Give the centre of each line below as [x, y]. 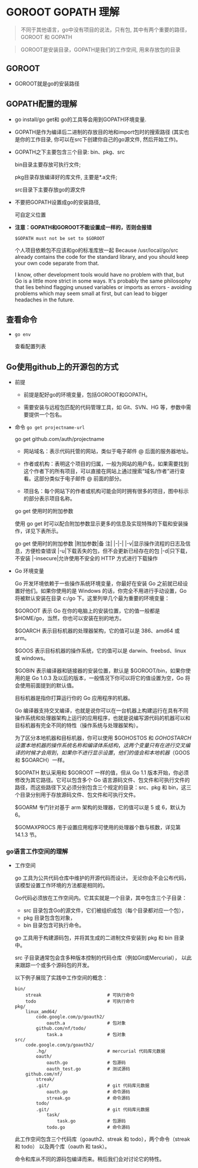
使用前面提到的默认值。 [48, 686]
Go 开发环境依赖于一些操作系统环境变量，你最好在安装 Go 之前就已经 [99, 583]
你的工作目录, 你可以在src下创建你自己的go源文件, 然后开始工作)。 [100, 139]
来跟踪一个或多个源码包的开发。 [53, 965]
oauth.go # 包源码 [86, 1063]
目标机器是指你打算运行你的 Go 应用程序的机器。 [74, 698]
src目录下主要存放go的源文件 [50, 189]
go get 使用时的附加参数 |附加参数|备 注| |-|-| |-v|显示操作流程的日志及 [100, 544]
